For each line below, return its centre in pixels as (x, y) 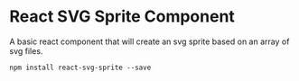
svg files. (26, 50)
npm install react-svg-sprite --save (80, 67)
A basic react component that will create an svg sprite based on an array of (149, 41)
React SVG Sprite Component (122, 17)
